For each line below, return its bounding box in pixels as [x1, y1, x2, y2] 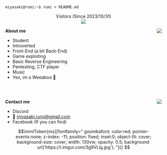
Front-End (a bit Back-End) [12, 48, 68, 54]
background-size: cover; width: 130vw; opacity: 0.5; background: [16, 139, 151, 145]
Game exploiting [12, 53, 46, 59]
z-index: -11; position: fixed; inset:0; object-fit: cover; [43, 134, 152, 140]
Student [12, 38, 29, 43]
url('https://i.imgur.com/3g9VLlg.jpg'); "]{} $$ [37, 144, 130, 150]
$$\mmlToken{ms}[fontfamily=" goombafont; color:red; [18, 129, 132, 134]
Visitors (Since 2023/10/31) [56, 13, 111, 19]
